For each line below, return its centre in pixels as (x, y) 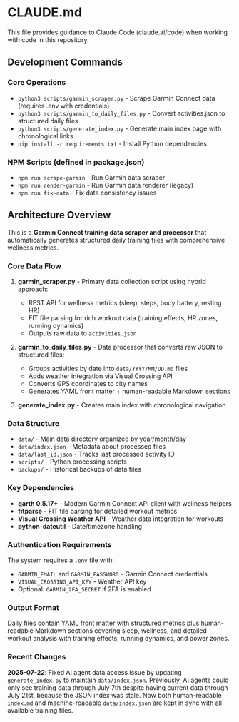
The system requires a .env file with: (61, 560)
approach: (33, 289)
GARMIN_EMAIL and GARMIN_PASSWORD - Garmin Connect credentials (113, 574)
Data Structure (34, 423)
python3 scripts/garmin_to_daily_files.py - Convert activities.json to (121, 113)
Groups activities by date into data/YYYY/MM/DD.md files (108, 369)
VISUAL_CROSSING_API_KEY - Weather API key (82, 581)
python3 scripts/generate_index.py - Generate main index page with (119, 128)
